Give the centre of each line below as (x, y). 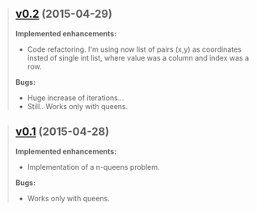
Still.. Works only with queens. (78, 106)
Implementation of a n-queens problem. (93, 167)
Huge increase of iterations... (76, 98)
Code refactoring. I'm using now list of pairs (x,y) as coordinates (134, 49)
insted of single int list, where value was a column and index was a (138, 57)
